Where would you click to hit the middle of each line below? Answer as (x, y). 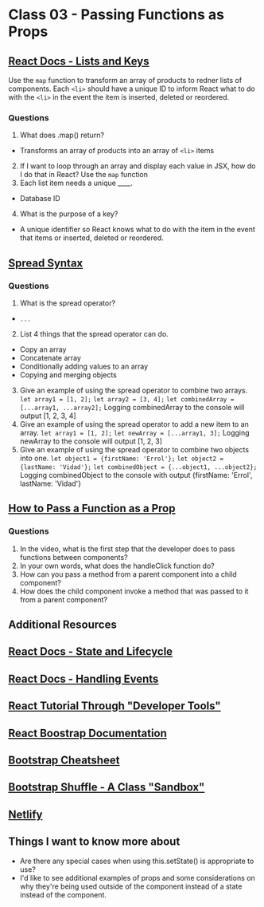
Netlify (25, 814)
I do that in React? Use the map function (84, 175)
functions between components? (74, 557)
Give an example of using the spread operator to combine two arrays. (134, 390)
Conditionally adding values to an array (84, 366)
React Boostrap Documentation (87, 733)
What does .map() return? (62, 135)
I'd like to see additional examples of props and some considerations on (138, 877)
